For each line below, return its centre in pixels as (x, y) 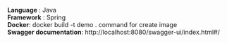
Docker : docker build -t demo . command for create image (92, 25)
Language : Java (32, 10)
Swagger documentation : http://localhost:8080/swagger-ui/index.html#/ (114, 32)
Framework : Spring (36, 17)
